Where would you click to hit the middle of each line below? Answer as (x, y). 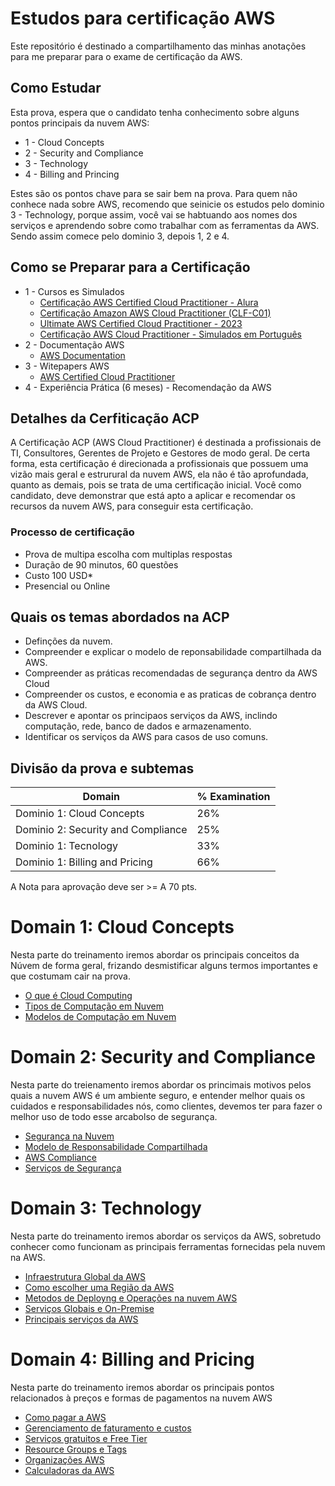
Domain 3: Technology (106, 1208)
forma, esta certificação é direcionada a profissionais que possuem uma (159, 464)
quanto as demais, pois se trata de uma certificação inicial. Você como (156, 485)
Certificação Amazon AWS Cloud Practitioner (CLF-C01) (155, 313)
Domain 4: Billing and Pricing (132, 1359)
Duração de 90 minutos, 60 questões (101, 564)
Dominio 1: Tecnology (67, 846)
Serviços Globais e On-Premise (89, 1309)
